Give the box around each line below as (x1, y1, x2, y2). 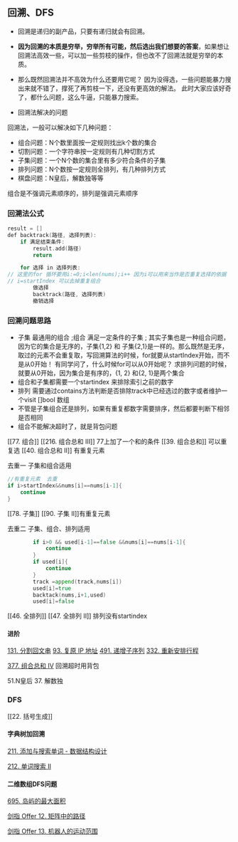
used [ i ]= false (33, 598, 75, 605)
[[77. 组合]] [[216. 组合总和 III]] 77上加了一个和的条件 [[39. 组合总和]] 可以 (7, 437, 222, 446)
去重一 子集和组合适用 (7, 461, 72, 470)
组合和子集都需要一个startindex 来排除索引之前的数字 (17, 378, 174, 386)
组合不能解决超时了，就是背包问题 (17, 422, 118, 431)
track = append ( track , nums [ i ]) (33, 578, 122, 585)
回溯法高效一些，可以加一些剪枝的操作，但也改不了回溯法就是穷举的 (17, 51, 217, 59)
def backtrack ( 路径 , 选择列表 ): (7, 231, 97, 238)
